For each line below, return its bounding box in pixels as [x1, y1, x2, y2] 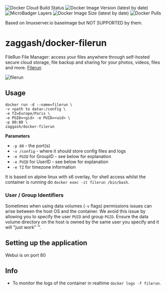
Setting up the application [5, 239, 87, 247]
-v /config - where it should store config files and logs [12, 148, 126, 154]
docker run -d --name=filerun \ [5, 102, 72, 107]
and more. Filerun [5, 64, 41, 70]
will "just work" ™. [5, 224, 41, 230]
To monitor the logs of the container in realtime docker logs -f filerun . [12, 280, 161, 286]
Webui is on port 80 [5, 252, 46, 258]
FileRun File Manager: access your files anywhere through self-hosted [5, 54, 150, 60]
